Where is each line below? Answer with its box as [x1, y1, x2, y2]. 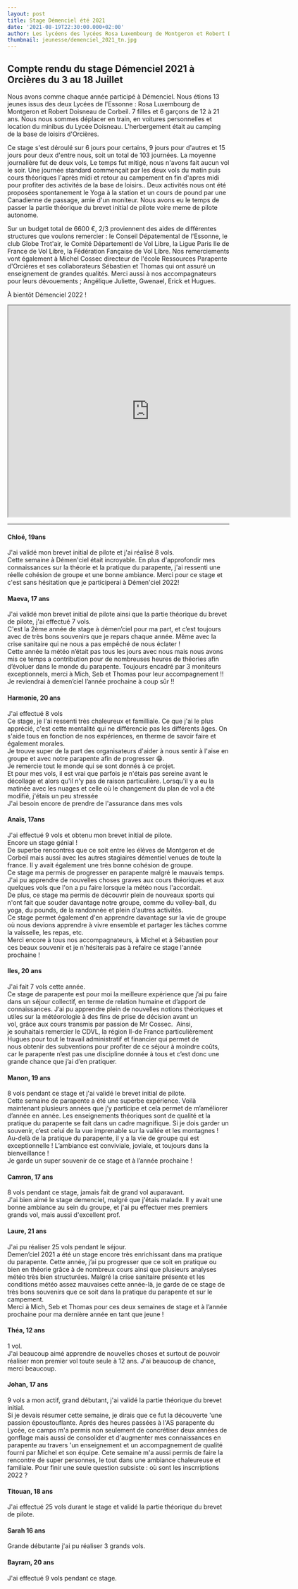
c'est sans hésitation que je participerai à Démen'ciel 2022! [7, 579, 180, 587]
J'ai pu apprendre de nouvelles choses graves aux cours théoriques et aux [7, 875, 225, 884]
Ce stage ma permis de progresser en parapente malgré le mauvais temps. [7, 868, 225, 877]
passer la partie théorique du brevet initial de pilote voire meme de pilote [7, 203, 218, 211]
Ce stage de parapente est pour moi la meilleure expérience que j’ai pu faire [7, 989, 228, 998]
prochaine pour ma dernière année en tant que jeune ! [7, 1310, 164, 1318]
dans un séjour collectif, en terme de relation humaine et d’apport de [7, 997, 206, 1006]
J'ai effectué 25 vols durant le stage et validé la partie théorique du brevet [7, 1502, 223, 1511]
